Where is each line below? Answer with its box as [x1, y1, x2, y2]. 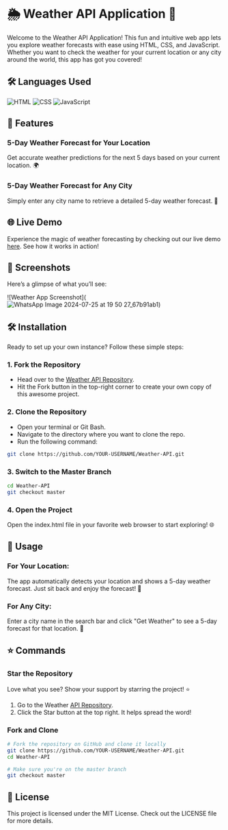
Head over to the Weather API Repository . [16, 376, 134, 384]
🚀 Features [7, 118, 54, 130]
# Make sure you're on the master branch [7, 766, 127, 772]
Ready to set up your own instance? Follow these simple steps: [7, 343, 184, 351]
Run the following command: [16, 437, 98, 445]
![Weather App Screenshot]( [7, 293, 87, 302]
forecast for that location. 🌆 [7, 624, 84, 632]
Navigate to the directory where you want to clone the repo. [16, 430, 186, 438]
